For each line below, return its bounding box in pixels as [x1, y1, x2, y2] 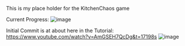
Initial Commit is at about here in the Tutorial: [6, 27, 114, 34]
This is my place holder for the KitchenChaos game [6, 5, 130, 11]
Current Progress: [6, 16, 49, 22]
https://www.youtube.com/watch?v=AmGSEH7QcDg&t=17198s [6, 33, 157, 40]
